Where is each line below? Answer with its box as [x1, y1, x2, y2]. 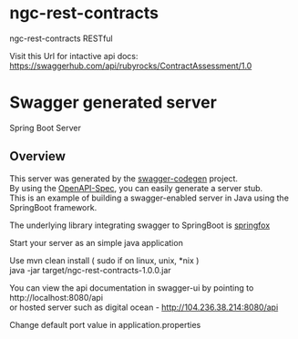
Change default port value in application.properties [9, 319, 201, 330]
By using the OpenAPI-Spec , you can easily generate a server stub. [9, 182, 263, 193]
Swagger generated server [9, 92, 217, 113]
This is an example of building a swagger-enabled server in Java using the [9, 192, 290, 203]
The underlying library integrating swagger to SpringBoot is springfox [9, 220, 271, 231]
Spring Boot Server [9, 122, 82, 133]
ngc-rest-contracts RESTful [9, 33, 114, 44]
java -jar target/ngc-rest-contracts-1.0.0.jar [9, 264, 171, 275]
